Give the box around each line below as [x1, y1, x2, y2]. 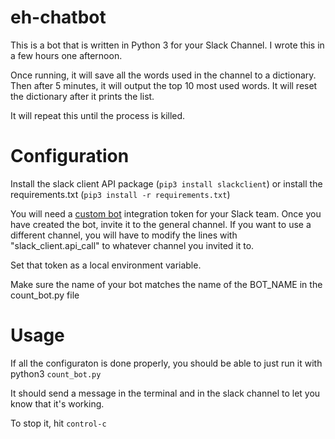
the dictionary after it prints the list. [10, 90, 155, 102]
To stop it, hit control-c [10, 417, 107, 429]
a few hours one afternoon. [10, 49, 123, 61]
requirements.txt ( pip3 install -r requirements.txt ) [10, 188, 231, 200]
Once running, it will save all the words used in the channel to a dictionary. [10, 69, 317, 81]
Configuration [10, 145, 130, 168]
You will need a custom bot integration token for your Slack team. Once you [10, 207, 322, 220]
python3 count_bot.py [10, 367, 102, 380]
